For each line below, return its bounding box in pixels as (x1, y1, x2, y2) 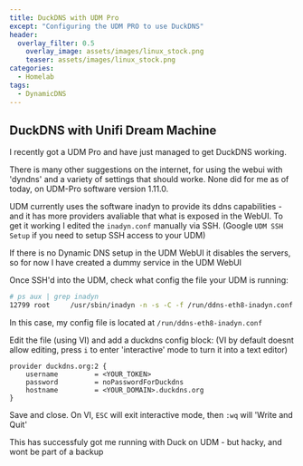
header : (9, 30, 39, 39)
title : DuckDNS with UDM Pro (9, 13, 119, 23)
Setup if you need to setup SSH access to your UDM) (9, 230, 206, 241)
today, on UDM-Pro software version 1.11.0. (9, 183, 169, 195)
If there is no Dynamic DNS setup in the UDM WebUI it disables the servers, (9, 248, 291, 258)
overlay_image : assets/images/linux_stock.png (25, 47, 204, 56)
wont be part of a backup (9, 446, 104, 458)
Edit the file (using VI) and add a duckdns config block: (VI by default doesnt (9, 335, 294, 345)
